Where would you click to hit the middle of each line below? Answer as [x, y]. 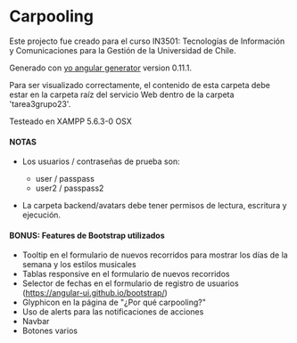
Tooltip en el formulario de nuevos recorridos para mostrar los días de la [155, 255]
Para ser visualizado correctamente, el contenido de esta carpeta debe [140, 85]
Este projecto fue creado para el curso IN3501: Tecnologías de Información [147, 41]
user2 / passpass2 [70, 188]
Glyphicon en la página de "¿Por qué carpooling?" [114, 302]
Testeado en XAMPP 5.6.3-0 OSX [70, 121]
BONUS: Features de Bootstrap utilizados [87, 235]
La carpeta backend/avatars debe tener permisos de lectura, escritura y [154, 206]
